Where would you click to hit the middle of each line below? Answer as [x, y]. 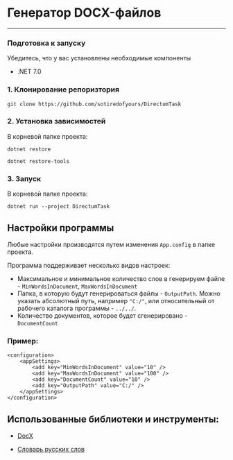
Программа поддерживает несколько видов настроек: [89, 265]
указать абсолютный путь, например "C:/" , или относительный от [116, 300]
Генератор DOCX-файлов [84, 13]
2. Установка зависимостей [57, 121]
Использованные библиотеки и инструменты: [113, 419]
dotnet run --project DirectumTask [59, 207]
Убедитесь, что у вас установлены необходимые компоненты [99, 58]
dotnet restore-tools [38, 161]
